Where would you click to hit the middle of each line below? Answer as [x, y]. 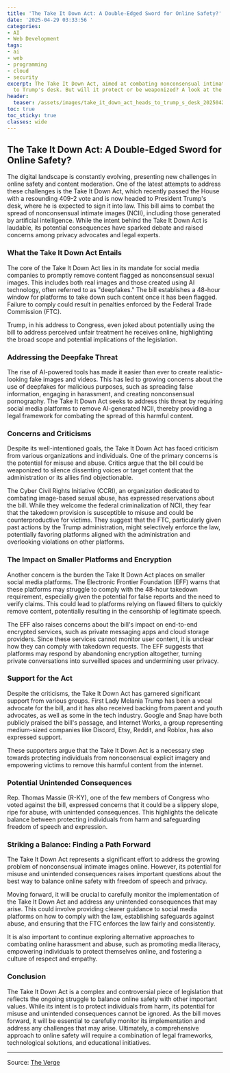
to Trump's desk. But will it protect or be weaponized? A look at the [118, 90]
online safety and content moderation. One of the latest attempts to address [114, 184]
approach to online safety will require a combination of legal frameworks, [110, 1035]
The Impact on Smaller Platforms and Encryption [90, 559]
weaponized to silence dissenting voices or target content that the [100, 470]
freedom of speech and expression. [57, 827]
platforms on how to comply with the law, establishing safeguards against [111, 917]
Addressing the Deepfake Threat [63, 357]
